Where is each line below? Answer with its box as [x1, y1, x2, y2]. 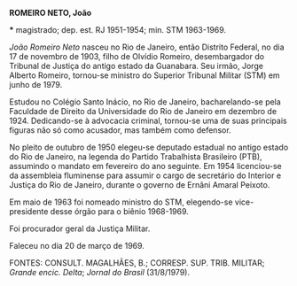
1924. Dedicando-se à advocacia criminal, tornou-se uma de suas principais [9, 115, 287, 126]
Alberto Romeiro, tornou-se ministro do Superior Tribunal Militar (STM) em [9, 70, 281, 81]
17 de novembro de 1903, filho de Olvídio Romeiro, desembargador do [9, 51, 264, 61]
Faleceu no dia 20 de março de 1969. [9, 241, 145, 251]
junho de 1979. [9, 80, 63, 89]
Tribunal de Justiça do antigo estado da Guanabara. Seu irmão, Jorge [9, 61, 264, 71]
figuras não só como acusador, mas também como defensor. [9, 125, 232, 135]
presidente [9, 206, 49, 216]
